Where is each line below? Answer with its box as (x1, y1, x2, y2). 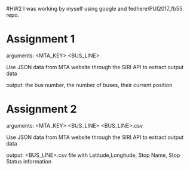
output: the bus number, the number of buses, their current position (6, 81, 173, 88)
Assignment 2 (6, 103, 77, 116)
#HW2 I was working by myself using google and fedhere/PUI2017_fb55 (6, 5, 183, 12)
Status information (6, 157, 52, 165)
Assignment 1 (6, 32, 75, 46)
